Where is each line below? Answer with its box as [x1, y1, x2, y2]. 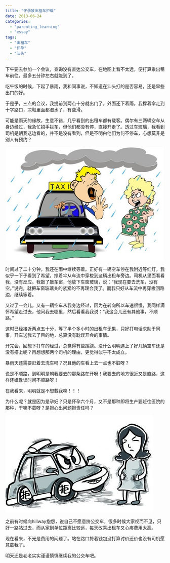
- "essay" [10, 29, 30, 35]
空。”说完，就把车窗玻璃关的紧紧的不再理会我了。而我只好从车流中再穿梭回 [5, 285, 160, 291]
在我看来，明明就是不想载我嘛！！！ [5, 388, 81, 394]
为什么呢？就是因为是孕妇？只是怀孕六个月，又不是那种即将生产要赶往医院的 [5, 398, 165, 405]
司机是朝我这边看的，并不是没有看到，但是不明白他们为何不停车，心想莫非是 [5, 130, 165, 136]
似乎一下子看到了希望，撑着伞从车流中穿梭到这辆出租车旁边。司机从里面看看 [5, 272, 165, 278]
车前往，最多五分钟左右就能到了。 [5, 72, 76, 78]
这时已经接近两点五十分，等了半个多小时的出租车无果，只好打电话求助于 [5, 326, 156, 332]
